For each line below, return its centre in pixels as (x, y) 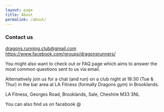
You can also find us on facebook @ (43, 104)
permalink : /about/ (26, 19)
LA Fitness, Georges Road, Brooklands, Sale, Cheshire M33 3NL (73, 94)
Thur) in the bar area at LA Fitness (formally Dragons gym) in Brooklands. (82, 84)
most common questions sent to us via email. (53, 69)
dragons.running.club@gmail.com (41, 48)
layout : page (19, 10)
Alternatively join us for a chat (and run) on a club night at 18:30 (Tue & (79, 79)
